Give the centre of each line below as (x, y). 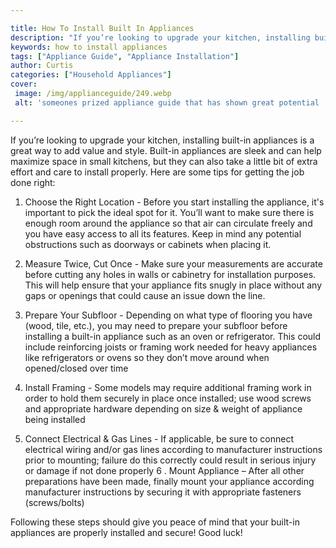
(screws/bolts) (54, 502)
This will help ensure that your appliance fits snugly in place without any (173, 285)
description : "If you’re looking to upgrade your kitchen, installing (160, 37)
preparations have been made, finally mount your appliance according (169, 481)
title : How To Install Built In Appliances (102, 28)
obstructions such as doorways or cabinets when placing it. (148, 244)
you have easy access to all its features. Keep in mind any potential (163, 233)
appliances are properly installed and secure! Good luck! (126, 532)
